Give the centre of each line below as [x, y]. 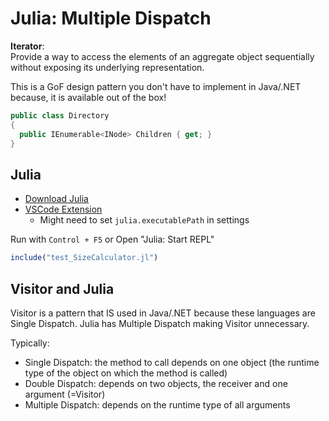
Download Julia [56, 199]
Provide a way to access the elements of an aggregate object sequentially [162, 56]
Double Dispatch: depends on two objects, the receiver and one [156, 383]
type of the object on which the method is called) [126, 373]
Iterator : [27, 46]
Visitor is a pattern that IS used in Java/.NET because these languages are [163, 313]
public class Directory [60, 115]
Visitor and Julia [62, 288]
